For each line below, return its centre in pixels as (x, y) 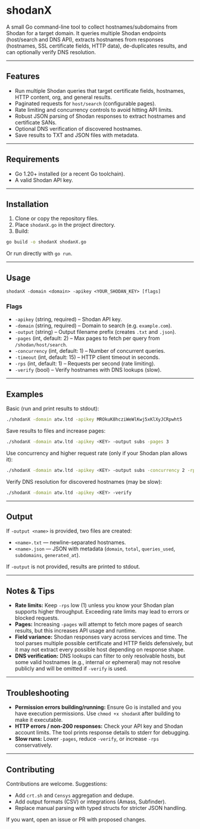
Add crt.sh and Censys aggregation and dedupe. (74, 795)
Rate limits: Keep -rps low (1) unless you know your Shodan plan (94, 605)
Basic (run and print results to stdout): (53, 409)
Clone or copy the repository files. (57, 218)
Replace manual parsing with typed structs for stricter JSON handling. (101, 808)
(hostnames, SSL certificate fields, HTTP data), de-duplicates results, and (97, 46)
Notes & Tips (30, 591)
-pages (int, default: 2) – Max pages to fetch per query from (87, 338)
